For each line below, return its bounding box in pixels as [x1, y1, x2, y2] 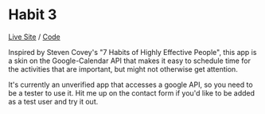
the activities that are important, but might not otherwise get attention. [8, 64, 239, 73]
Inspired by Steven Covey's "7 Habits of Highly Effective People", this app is [8, 47, 257, 57]
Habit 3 [8, 6, 57, 24]
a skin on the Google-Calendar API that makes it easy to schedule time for [8, 56, 251, 65]
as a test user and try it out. [8, 96, 99, 106]
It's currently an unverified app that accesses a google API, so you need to [8, 80, 253, 89]
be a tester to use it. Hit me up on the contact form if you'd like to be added [8, 88, 255, 97]
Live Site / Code [8, 32, 61, 41]
